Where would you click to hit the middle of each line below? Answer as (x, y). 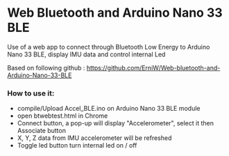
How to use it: (31, 93)
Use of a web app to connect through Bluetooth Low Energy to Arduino (109, 47)
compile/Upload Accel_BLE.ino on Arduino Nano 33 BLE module (109, 109)
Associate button (41, 131)
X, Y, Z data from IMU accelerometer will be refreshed (94, 138)
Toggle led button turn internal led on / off (77, 146)
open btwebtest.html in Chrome (62, 116)
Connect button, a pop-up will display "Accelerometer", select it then (115, 123)
